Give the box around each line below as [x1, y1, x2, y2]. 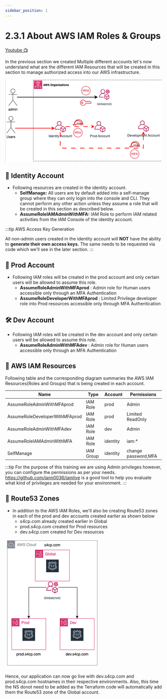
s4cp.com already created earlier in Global [19, 518, 108, 524]
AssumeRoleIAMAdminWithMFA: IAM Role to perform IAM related [19, 211, 157, 217]
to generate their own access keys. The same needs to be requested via [5, 241, 156, 247]
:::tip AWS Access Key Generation [5, 226, 75, 232]
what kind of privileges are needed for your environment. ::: [5, 480, 127, 486]
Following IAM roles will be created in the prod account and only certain [12, 274, 160, 280]
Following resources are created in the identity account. [12, 185, 127, 191]
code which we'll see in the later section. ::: [5, 246, 94, 252]
